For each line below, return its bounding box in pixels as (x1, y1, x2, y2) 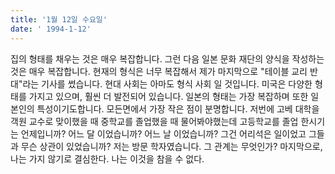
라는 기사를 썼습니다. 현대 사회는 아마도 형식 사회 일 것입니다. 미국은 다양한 (22, 77, 313, 90)
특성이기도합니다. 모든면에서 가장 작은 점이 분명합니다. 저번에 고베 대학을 (36, 102, 320, 115)
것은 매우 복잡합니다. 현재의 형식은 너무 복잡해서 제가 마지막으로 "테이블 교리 (10, 65, 308, 77)
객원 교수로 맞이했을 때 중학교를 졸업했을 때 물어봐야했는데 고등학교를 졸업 (10, 115, 299, 127)
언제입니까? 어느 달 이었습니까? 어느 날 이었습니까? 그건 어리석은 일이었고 (20, 127, 307, 140)
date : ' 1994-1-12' (10, 24, 92, 34)
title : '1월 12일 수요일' (10, 14, 108, 25)
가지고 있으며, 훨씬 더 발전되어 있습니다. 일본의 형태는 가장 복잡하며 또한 (28, 90, 309, 102)
